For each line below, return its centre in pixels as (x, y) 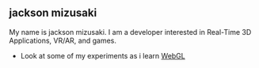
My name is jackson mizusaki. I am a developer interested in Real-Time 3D (130, 32)
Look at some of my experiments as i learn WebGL (103, 55)
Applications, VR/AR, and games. (63, 40)
